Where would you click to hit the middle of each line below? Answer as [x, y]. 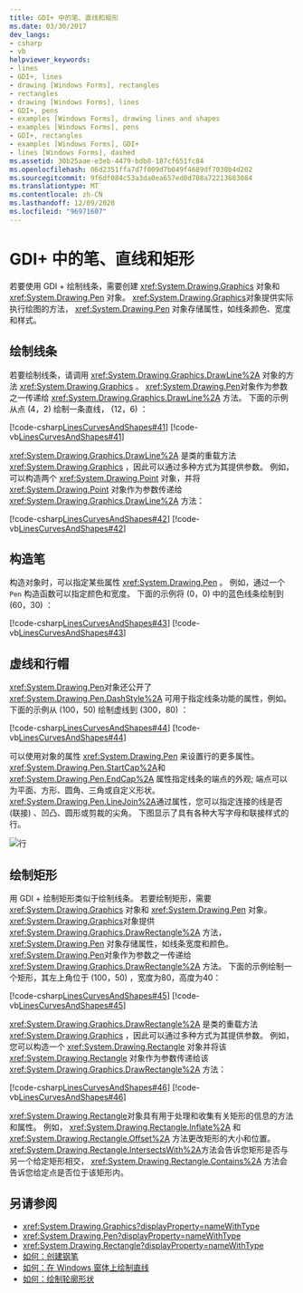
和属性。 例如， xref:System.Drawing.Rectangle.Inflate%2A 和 [125, 1127]
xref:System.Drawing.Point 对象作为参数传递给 [96, 489]
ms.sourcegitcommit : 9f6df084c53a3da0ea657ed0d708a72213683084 [131, 178]
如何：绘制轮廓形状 [58, 1279]
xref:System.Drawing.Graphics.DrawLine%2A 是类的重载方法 [123, 455]
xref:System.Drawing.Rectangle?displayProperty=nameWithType [143, 1245]
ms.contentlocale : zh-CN [56, 195]
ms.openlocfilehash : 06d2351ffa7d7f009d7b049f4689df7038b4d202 [131, 169]
